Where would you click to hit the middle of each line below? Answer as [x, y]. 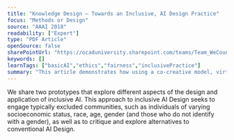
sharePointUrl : [29, 53]
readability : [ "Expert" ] [43, 33]
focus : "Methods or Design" [48, 20]
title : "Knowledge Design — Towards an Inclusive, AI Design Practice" [113, 14]
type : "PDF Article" [37, 40]
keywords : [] [26, 59]
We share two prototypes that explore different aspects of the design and [112, 92]
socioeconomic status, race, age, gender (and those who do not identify [111, 114]
